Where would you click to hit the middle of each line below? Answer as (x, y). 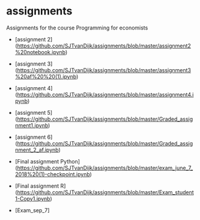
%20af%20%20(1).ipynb (46, 76)
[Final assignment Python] (47, 161)
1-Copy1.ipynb (32, 198)
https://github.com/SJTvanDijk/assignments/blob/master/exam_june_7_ (105, 168)
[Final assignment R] (40, 186)
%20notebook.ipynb (40, 52)
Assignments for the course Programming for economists (77, 28)
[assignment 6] (34, 137)
